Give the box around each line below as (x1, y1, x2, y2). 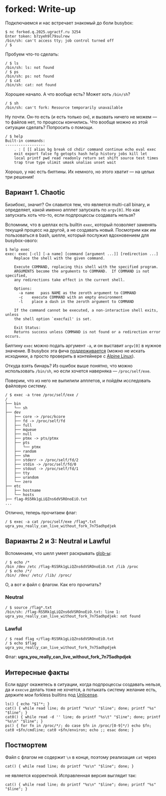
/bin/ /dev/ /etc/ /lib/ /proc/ (5, 573, 72, 578)
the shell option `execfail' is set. (14, 316, 92, 321)
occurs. (5, 334, 21, 339)
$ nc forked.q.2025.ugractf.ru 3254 (5, 29, 81, 34)
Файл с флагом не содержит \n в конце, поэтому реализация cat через (5, 754, 157, 760)
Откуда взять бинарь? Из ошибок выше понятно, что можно (5, 363, 133, 368)
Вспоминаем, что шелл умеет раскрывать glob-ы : (5, 550, 111, 556)
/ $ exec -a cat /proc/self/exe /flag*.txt (5, 519, 97, 524)
